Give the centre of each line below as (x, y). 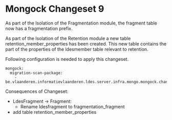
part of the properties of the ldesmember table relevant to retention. (77, 49)
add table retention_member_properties (55, 112)
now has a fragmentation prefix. (39, 28)
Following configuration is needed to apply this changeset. (67, 59)
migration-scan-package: (36, 73)
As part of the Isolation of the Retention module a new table (68, 38)
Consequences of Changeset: (37, 91)
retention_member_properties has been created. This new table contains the (86, 43)
